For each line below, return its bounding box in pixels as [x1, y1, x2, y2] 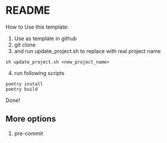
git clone [14, 41, 36, 48]
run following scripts [14, 69, 65, 76]
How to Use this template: [5, 23, 69, 30]
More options [5, 114, 56, 124]
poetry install [5, 81, 43, 87]
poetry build [5, 86, 38, 92]
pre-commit [14, 129, 43, 137]
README [5, 4, 51, 17]
